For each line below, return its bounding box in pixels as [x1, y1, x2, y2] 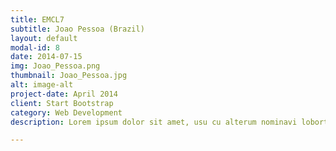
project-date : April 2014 [10, 89, 118, 99]
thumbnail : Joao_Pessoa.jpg [10, 71, 128, 81]
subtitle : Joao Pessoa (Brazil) [10, 24, 145, 34]
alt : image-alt [10, 80, 74, 90]
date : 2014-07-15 [10, 52, 83, 62]
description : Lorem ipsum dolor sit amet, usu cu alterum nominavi [10, 117, 298, 127]
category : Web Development [10, 107, 123, 118]
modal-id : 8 [10, 42, 60, 53]
